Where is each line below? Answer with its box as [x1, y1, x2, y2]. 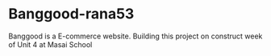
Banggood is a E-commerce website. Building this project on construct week [8, 31, 263, 41]
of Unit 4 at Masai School [8, 39, 93, 49]
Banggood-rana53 [8, 5, 135, 23]
